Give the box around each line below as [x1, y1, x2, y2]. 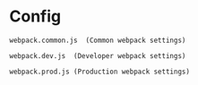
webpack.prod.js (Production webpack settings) [9, 67, 191, 76]
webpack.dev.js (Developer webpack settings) [9, 51, 186, 60]
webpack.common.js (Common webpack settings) [9, 36, 186, 45]
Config [9, 6, 61, 27]
